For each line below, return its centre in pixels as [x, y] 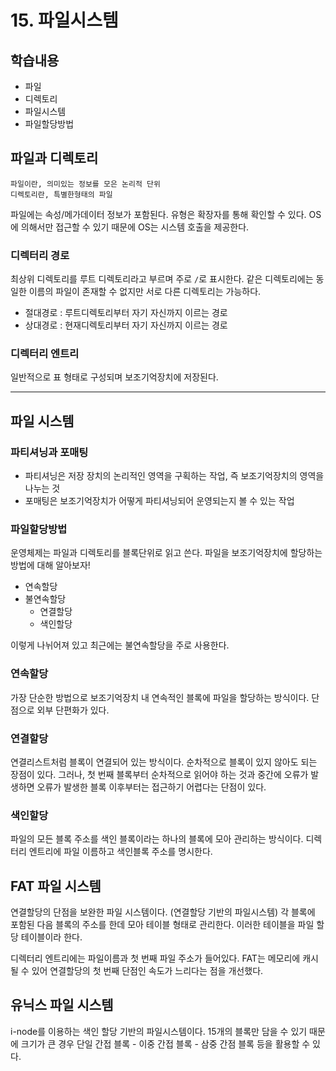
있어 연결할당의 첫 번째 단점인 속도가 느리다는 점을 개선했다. [147, 971]
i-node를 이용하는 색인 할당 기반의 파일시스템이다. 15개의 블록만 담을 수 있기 [159, 1031]
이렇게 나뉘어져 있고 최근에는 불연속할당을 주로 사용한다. [120, 645]
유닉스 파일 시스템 [62, 1005]
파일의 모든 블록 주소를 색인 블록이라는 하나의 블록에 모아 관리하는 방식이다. [157, 839]
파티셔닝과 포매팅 [49, 452]
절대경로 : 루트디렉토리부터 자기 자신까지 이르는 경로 [126, 313]
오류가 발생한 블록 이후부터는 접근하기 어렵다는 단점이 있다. [151, 787]
